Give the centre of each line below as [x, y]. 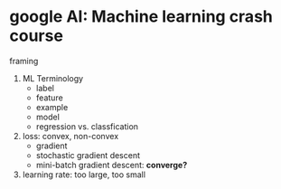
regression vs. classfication [87, 126]
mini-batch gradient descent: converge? [112, 165]
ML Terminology [53, 78]
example [52, 107]
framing [24, 61]
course [36, 36]
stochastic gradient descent [88, 155]
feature [49, 98]
